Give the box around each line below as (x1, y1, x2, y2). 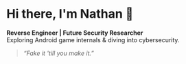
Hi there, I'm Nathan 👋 (6, 6, 134, 22)
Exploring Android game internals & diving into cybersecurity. (6, 35, 180, 44)
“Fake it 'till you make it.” (23, 49, 94, 57)
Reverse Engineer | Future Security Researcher (6, 29, 143, 37)
